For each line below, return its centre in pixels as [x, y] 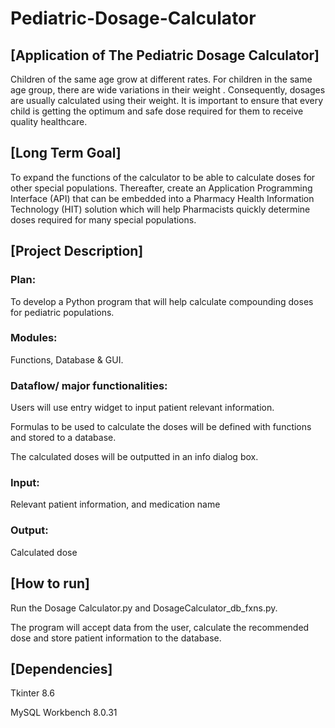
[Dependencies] [61, 668]
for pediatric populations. [62, 312]
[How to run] [50, 583]
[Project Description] [77, 251]
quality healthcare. [49, 121]
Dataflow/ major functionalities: [89, 385]
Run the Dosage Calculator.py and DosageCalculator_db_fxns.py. [144, 608]
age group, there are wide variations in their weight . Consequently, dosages [168, 90]
